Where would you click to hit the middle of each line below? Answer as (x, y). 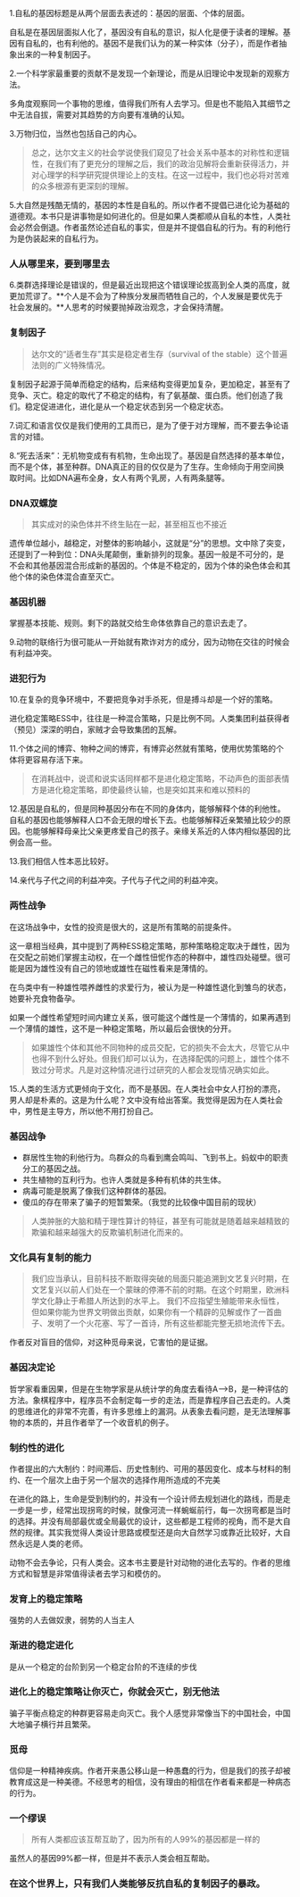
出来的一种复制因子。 (56, 54)
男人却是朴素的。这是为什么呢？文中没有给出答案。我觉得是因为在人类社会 (146, 1100)
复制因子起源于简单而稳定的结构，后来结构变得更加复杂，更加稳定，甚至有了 (150, 384)
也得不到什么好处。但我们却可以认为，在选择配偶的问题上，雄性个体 (156, 1058)
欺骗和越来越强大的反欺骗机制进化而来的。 (109, 1232)
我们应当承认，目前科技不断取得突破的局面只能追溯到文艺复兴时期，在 (160, 1278)
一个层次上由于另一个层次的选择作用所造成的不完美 (126, 1479)
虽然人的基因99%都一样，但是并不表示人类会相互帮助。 (112, 1859)
